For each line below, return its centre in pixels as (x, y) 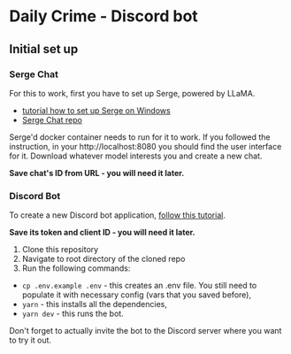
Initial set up (44, 49)
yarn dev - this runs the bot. (73, 314)
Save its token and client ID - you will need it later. (103, 233)
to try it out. (30, 340)
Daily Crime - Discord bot (104, 16)
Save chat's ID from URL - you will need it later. (97, 173)
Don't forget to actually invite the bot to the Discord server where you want (145, 331)
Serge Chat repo (52, 119)
